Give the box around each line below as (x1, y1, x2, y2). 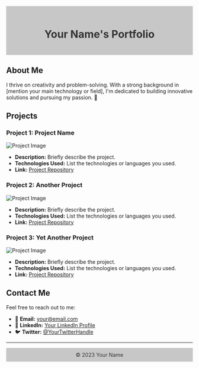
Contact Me (6, 288, 50, 298)
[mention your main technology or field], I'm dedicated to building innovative (6, 87, 193, 94)
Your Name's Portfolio (44, 28, 155, 41)
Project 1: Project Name (6, 129, 75, 137)
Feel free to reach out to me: (6, 303, 76, 311)
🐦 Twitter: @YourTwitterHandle (14, 328, 94, 335)
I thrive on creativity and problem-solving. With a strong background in (6, 81, 179, 88)
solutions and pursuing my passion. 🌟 (6, 94, 98, 101)
